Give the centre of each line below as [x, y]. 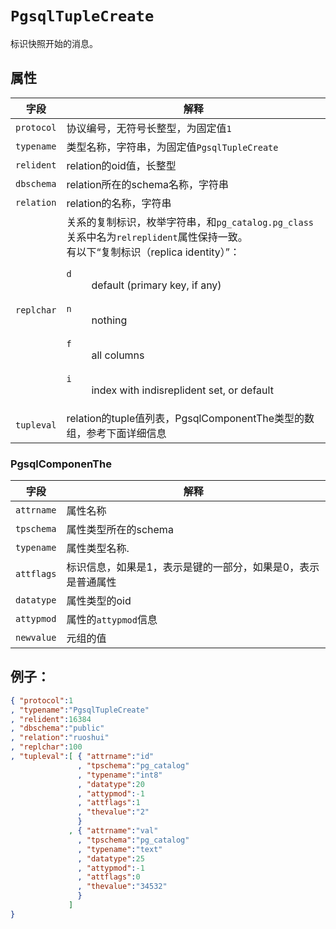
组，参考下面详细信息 [116, 433]
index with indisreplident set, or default [182, 390]
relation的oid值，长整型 [121, 165]
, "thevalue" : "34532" [122, 887]
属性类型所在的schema [120, 530]
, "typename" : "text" [120, 849]
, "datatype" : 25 [111, 858]
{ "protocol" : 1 [42, 700]
